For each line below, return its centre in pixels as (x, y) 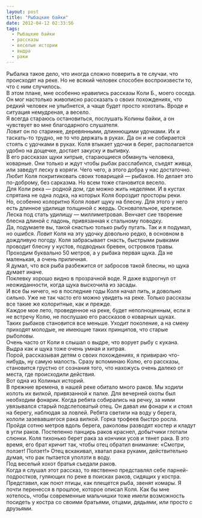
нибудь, (16, 361)
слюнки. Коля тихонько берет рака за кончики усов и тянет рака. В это (98, 438)
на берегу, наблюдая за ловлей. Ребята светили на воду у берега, (91, 412)
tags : (13, 29)
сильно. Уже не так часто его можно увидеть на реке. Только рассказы (99, 297)
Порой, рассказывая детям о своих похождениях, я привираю (87, 355)
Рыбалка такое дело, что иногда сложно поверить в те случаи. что (92, 73)
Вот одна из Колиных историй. (45, 380)
